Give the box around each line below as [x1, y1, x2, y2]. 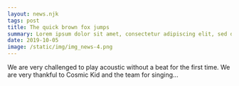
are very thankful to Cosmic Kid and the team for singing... [7, 70, 179, 79]
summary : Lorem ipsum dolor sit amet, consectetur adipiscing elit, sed [7, 30, 228, 38]
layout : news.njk [7, 10, 59, 18]
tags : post [7, 17, 40, 24]
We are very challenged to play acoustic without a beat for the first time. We [7, 63, 230, 71]
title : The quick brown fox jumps [7, 23, 110, 31]
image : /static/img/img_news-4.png [7, 43, 113, 50]
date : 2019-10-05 [7, 37, 59, 44]
